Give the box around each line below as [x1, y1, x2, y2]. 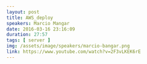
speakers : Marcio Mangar [6, 20, 70, 26]
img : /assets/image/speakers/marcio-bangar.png [6, 43, 130, 49]
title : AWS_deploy [6, 15, 53, 21]
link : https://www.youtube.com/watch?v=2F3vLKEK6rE [6, 49, 141, 55]
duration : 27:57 [6, 32, 48, 38]
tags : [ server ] [6, 37, 51, 43]
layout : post [6, 9, 40, 15]
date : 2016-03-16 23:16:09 [6, 26, 75, 32]
